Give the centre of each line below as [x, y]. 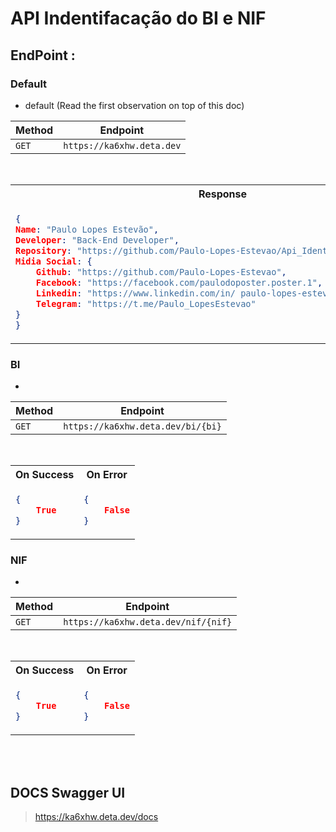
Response [223, 194]
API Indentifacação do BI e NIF [138, 18]
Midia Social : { [54, 261]
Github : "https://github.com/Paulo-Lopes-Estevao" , [161, 271]
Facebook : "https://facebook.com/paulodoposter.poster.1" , [179, 282]
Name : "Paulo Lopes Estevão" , [87, 229]
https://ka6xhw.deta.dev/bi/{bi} [142, 426]
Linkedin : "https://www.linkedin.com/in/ [135, 293]
